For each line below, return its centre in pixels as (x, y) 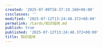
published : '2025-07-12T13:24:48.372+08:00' (52, 32)
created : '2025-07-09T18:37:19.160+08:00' (50, 10)
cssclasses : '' (21, 14)
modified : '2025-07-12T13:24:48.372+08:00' (51, 19)
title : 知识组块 (20, 37)
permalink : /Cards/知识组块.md (36, 23)
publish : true (20, 28)
